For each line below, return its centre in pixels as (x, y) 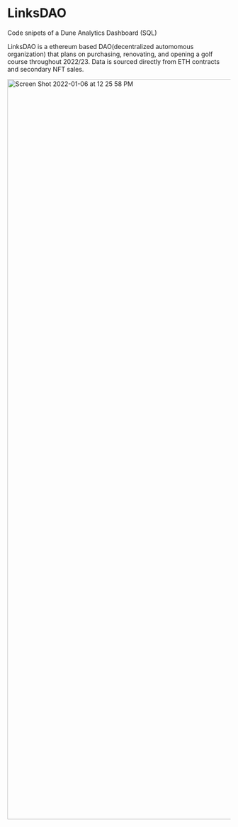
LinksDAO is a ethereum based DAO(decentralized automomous (101, 46)
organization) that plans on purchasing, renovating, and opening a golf (110, 54)
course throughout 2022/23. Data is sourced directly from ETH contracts (114, 61)
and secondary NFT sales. (46, 69)
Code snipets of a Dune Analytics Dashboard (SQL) (82, 33)
